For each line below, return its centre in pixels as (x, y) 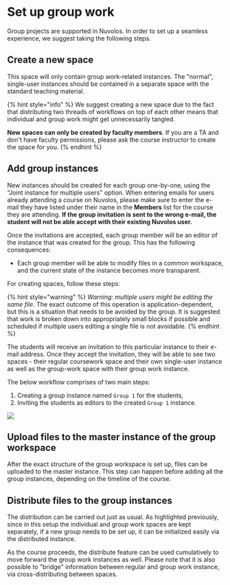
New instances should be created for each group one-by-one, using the (109, 185)
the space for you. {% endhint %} (55, 147)
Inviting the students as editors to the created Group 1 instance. (107, 402)
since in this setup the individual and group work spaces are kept (99, 525)
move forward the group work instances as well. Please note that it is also (111, 560)
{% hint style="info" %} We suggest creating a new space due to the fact (111, 104)
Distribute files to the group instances (90, 500)
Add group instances (53, 169)
